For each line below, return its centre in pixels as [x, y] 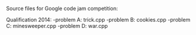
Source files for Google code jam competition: [62, 8]
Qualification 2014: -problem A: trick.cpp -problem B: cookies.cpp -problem [98, 20]
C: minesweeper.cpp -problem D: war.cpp [57, 26]
